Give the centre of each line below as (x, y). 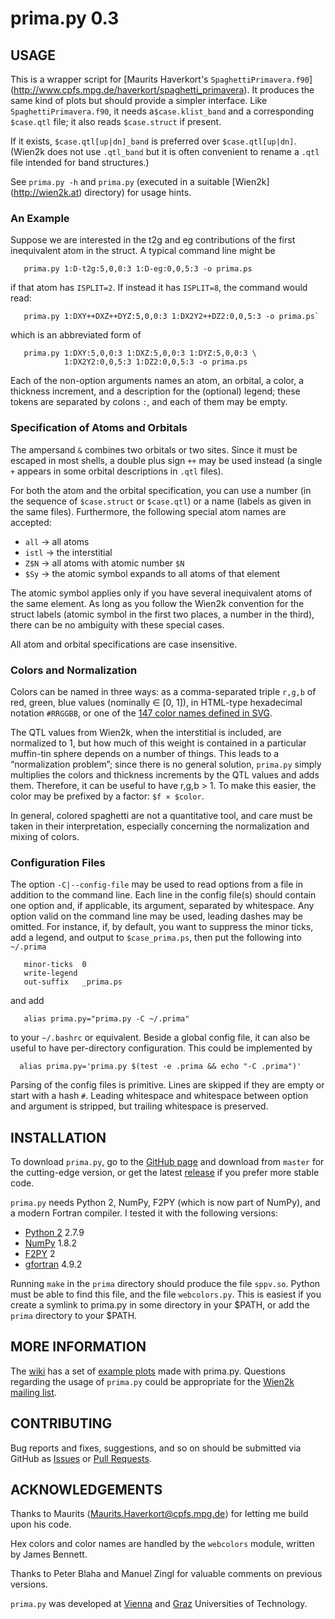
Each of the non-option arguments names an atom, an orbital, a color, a (157, 381)
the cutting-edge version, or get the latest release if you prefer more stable (165, 1172)
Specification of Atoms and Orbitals (99, 428)
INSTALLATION (58, 1137)
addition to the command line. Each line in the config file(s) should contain (163, 895)
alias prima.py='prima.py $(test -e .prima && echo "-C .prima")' (160, 1067)
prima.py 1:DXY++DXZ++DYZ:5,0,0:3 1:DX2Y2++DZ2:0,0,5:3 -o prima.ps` (171, 317)
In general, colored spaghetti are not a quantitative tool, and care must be (161, 815)
